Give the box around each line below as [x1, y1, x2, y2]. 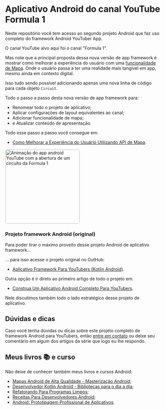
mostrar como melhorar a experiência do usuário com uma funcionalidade [5, 60, 156, 66]
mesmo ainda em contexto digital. [5, 70, 74, 76]
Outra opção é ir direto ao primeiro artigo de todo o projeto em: [5, 276, 134, 282]
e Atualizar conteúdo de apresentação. [12, 120, 92, 126]
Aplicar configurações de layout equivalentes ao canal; [12, 110, 124, 116]
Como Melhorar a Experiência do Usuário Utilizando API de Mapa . [12, 139, 147, 145]
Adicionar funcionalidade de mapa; [12, 115, 84, 121]
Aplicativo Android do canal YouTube [5, 3, 161, 15]
